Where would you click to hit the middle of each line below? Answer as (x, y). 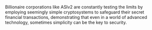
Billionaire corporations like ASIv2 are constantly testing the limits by (74, 7)
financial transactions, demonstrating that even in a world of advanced (76, 17)
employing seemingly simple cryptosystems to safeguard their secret (75, 12)
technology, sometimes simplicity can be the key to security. (66, 22)
